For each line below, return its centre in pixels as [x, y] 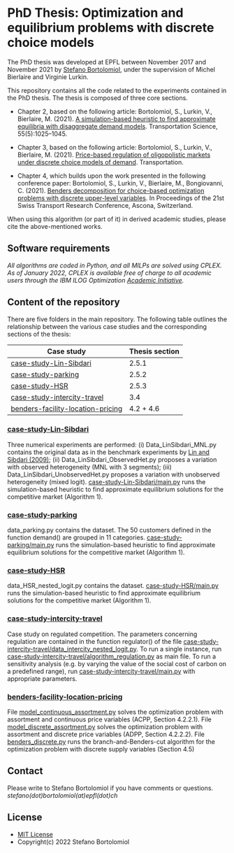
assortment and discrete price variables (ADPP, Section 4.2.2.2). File [106, 734]
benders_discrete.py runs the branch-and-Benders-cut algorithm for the [111, 742]
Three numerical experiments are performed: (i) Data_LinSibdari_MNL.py [112, 444]
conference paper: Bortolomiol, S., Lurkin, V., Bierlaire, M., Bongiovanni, [120, 183]
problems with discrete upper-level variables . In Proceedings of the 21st [121, 198]
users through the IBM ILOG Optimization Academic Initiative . [96, 280]
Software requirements [59, 249]
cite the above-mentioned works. [55, 226]
